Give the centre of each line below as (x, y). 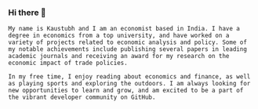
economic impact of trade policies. (68, 63)
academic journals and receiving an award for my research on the (119, 56)
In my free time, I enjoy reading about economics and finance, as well (129, 77)
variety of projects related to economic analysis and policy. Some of (127, 42)
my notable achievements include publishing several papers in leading (127, 49)
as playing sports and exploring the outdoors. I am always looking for (129, 84)
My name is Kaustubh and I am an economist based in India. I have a (124, 29)
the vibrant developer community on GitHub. (82, 97)
